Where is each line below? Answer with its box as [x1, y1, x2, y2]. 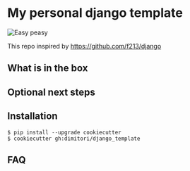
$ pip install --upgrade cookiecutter [7, 129, 121, 136]
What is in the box [7, 62, 88, 75]
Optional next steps [7, 86, 95, 98]
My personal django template [7, 5, 184, 21]
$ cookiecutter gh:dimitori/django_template [7, 135, 141, 142]
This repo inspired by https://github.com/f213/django [7, 42, 162, 50]
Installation [7, 110, 58, 122]
